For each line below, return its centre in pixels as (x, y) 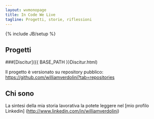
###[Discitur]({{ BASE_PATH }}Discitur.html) (52, 62)
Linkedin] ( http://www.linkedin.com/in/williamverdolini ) (62, 111)
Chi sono (20, 93)
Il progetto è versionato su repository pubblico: (54, 72)
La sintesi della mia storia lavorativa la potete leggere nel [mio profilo (77, 106)
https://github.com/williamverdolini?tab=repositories (60, 77)
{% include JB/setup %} (30, 34)
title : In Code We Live (30, 15)
